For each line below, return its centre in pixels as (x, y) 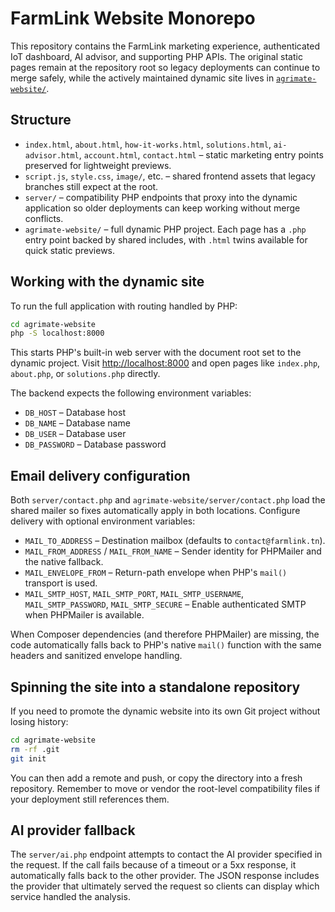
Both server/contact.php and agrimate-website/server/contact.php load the (168, 500)
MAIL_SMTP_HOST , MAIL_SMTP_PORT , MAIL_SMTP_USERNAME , (134, 594)
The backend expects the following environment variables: (131, 393)
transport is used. (61, 583)
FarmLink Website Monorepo (133, 18)
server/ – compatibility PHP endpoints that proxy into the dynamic (161, 197)
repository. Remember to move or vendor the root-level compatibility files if (165, 788)
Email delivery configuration (100, 475)
